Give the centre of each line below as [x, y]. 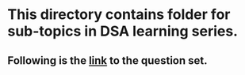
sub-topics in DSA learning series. [123, 31]
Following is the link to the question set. [107, 60]
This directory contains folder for [119, 15]
